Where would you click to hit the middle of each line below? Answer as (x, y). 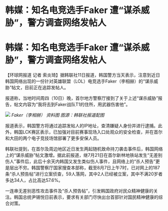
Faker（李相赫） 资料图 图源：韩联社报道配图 (58, 115)
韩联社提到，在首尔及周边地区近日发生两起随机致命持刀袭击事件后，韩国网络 (84, 149)
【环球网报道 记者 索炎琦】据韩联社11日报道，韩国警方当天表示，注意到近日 (83, 75)
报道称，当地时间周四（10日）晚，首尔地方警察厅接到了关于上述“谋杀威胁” (82, 98)
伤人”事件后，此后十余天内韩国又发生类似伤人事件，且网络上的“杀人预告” (80, 161)
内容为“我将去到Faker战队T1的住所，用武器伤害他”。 (76, 104)
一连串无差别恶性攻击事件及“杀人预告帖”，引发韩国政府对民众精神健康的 (79, 191)
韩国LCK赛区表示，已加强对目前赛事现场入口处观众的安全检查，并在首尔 (88, 132)
